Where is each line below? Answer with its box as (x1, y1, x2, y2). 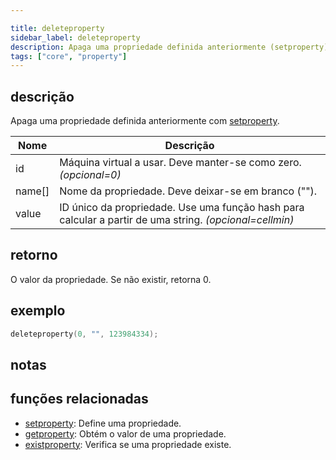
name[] (15, 184, 50, 198)
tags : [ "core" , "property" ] (10, 51, 128, 61)
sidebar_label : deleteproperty (10, 32, 141, 43)
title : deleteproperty (10, 23, 105, 33)
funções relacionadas (10, 391, 149, 408)
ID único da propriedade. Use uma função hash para (59, 201, 305, 215)
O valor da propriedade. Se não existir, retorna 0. (10, 273, 212, 285)
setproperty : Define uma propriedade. (24, 417, 182, 429)
